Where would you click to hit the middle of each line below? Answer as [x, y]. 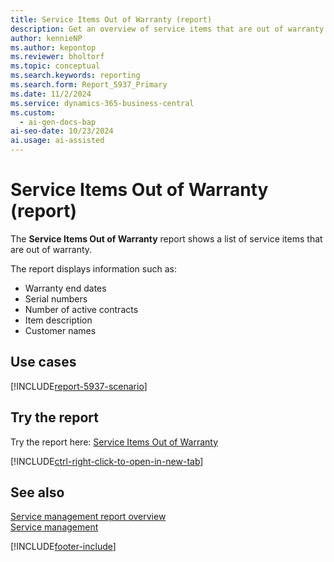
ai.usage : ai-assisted [57, 141]
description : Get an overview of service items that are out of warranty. [169, 29]
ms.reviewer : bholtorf [57, 57]
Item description [58, 320]
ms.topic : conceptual [55, 66]
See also [37, 492]
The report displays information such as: [93, 268]
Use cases [43, 362]
